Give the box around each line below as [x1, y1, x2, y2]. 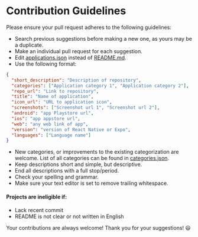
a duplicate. [14, 41, 44, 48]
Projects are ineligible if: [6, 193, 67, 200]
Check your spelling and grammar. [14, 173, 99, 181]
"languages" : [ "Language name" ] [11, 132, 92, 138]
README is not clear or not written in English [14, 213, 124, 220]
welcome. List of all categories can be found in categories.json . [14, 155, 170, 162]
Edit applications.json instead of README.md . [14, 54, 126, 61]
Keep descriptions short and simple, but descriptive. [14, 161, 142, 168]
